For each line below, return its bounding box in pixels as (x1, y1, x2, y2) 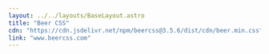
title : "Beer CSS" (8, 19, 70, 27)
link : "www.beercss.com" (8, 33, 91, 42)
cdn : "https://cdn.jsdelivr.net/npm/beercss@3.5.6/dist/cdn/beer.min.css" (8, 26, 263, 34)
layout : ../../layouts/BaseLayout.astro (8, 11, 146, 20)
